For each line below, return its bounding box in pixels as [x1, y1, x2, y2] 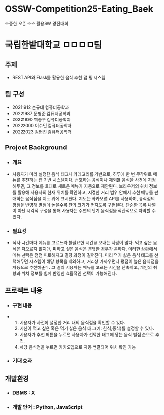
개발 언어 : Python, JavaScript [12, 403, 83, 410]
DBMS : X [12, 389, 35, 396]
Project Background [5, 144, 67, 152]
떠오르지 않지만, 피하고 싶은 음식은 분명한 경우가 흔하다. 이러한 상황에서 [21, 246, 158, 252]
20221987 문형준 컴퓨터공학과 [12, 110, 70, 116]
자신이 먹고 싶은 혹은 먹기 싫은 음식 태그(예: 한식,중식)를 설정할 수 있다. [19, 326, 154, 331]
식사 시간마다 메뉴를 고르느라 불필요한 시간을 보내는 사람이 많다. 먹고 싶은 [12, 239, 152, 245]
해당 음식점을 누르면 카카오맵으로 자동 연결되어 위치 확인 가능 [19, 344, 136, 350]
